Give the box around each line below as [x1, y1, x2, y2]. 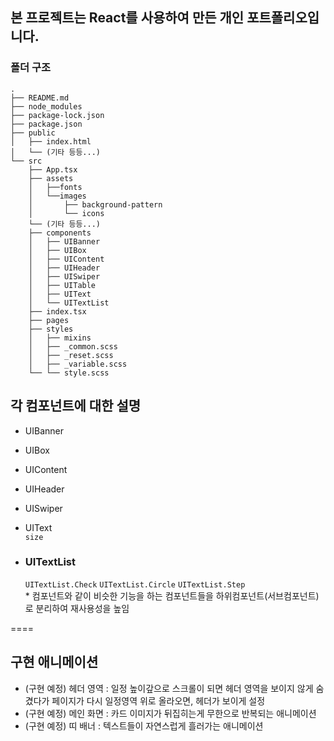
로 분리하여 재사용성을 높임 [24, 602, 130, 614]
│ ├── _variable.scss [28, 359, 128, 369]
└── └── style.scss [28, 368, 110, 378]
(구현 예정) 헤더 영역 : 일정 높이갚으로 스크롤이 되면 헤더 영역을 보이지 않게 [24, 682, 314, 694]
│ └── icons [28, 208, 105, 218]
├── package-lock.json [10, 110, 105, 120]
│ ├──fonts [28, 182, 83, 192]
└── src [10, 156, 43, 166]
